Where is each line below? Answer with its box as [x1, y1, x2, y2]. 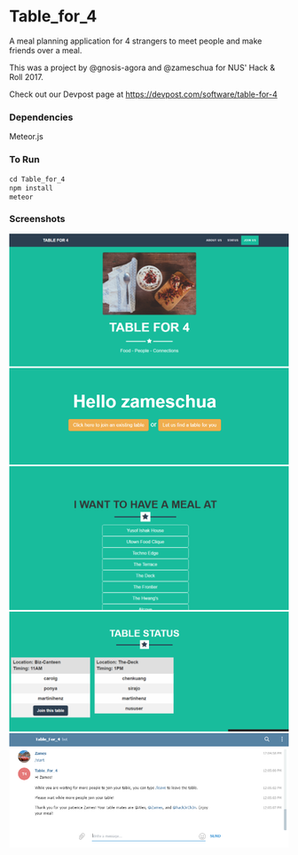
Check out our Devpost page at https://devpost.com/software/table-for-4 [9, 89, 278, 99]
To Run [9, 154, 40, 166]
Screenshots [9, 213, 66, 226]
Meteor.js [9, 131, 44, 142]
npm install [9, 184, 53, 193]
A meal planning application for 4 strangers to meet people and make [9, 36, 263, 46]
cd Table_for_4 [9, 175, 66, 184]
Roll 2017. [9, 71, 44, 82]
